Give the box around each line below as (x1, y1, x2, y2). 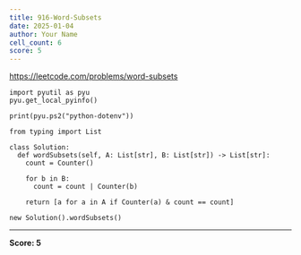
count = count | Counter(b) (32, 183, 139, 191)
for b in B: (25, 174, 70, 183)
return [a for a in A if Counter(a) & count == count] (25, 198, 235, 207)
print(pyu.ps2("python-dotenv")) (9, 112, 134, 121)
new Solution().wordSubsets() (9, 214, 123, 223)
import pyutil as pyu (9, 89, 90, 98)
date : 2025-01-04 (9, 21, 74, 30)
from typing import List (9, 127, 102, 137)
